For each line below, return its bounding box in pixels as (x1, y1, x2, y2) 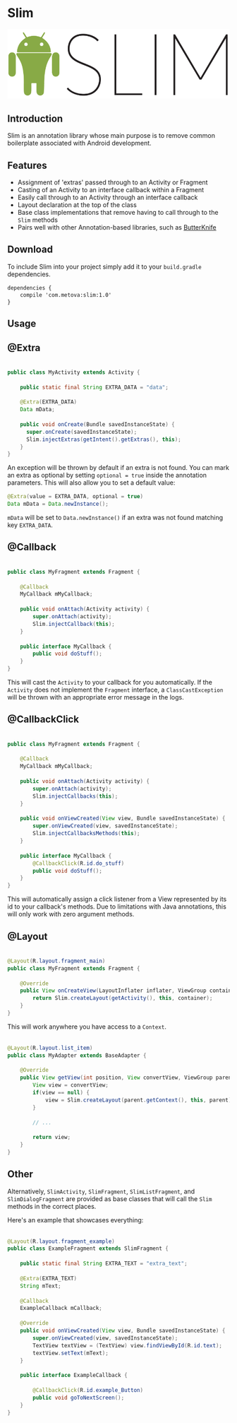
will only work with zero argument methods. (7, 910, 135, 919)
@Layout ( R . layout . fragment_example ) (7, 1238, 115, 1245)
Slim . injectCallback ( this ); (32, 620, 115, 627)
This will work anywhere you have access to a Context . (7, 1022, 167, 1031)
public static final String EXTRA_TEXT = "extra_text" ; (20, 1260, 188, 1268)
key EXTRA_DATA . (7, 521, 53, 529)
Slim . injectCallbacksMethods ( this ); (32, 830, 140, 837)
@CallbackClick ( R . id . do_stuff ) (32, 860, 125, 867)
